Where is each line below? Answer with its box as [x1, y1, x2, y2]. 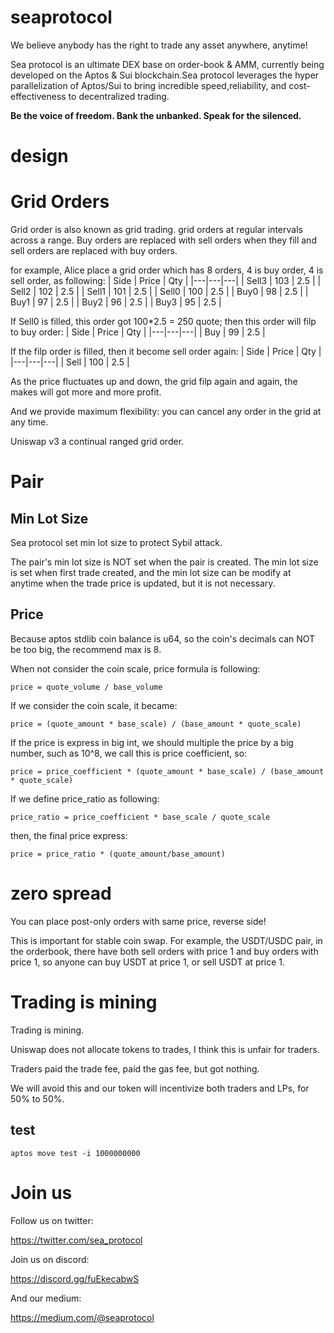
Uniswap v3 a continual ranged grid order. [10, 436, 185, 448]
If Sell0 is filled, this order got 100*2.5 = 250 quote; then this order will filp [10, 316, 317, 328]
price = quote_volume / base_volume [10, 682, 163, 692]
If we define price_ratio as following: [10, 792, 160, 805]
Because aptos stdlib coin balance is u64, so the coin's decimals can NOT [10, 632, 316, 645]
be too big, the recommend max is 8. [10, 643, 162, 655]
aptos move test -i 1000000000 [10, 1148, 141, 1158]
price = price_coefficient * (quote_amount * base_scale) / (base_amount [10, 766, 325, 776]
